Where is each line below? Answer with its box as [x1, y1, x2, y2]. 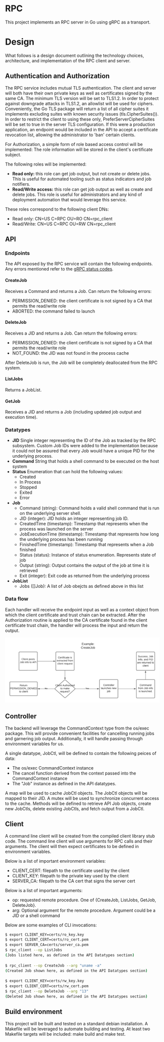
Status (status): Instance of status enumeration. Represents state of [19, 552, 156, 558]
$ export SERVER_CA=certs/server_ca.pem [5, 943, 89, 947]
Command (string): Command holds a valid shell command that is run [19, 505, 160, 511]
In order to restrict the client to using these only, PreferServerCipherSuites [5, 116, 155, 122]
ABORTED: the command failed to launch [12, 308, 95, 314]
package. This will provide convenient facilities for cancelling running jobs [5, 730, 155, 736]
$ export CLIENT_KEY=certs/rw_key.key [5, 978, 84, 984]
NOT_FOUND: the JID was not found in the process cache [12, 350, 129, 356]
